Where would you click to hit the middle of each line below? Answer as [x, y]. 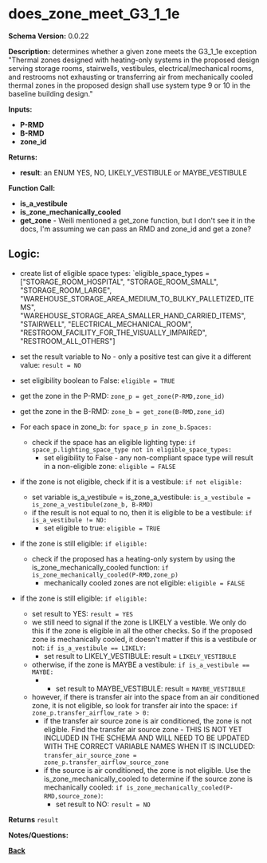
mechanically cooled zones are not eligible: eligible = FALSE [144, 582]
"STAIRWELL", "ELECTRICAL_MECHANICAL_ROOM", [106, 324]
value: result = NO [51, 365]
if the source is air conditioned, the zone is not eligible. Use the [147, 770]
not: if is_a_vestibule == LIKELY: [89, 648]
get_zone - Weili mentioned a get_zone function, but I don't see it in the [137, 220]
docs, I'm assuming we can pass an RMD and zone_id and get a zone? [135, 229]
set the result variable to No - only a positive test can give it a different [135, 357]
